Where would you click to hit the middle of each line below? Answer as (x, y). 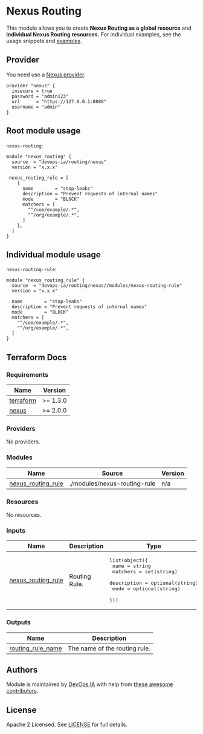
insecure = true (32, 91)
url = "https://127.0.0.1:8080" (59, 101)
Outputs (19, 622)
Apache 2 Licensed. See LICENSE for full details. (67, 725)
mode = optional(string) (146, 589)
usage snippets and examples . (44, 41)
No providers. (23, 442)
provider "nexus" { (31, 86)
